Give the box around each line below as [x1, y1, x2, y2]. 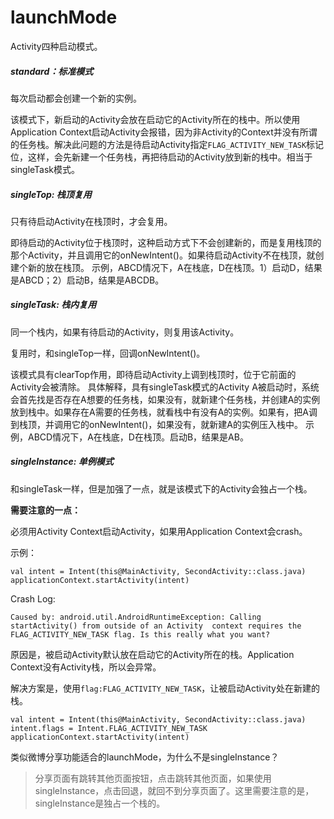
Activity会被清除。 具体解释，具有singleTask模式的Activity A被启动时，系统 [10, 381, 320, 393]
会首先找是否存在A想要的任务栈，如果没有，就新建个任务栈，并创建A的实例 [10, 393, 321, 405]
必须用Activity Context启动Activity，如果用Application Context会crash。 [10, 525, 308, 537]
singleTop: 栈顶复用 [10, 188, 92, 200]
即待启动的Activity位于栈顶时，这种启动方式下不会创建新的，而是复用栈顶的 [10, 236, 322, 248]
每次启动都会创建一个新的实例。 [10, 92, 142, 104]
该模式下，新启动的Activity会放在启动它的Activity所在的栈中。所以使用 [10, 113, 301, 125]
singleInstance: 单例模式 [10, 456, 114, 468]
